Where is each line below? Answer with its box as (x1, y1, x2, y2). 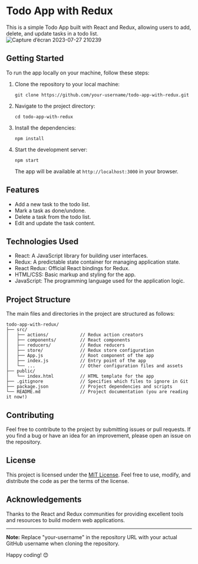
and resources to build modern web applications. (6, 516, 126, 524)
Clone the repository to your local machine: (14, 80, 120, 87)
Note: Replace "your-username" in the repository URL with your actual (6, 533, 178, 540)
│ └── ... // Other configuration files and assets (6, 363, 183, 369)
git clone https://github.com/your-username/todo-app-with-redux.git (14, 92, 190, 98)
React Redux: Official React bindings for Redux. (14, 265, 130, 272)
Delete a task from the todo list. (14, 213, 91, 220)
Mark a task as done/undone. (14, 207, 87, 214)
